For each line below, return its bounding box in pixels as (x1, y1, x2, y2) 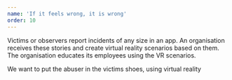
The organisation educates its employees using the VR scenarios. (7, 51, 196, 60)
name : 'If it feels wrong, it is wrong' (7, 10, 128, 18)
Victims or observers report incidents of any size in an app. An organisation (7, 36, 226, 44)
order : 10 (7, 17, 36, 24)
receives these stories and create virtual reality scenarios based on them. (7, 44, 219, 52)
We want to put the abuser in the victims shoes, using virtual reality (7, 65, 202, 73)
